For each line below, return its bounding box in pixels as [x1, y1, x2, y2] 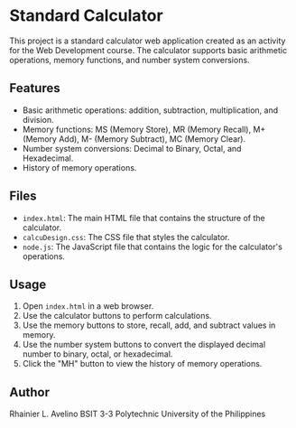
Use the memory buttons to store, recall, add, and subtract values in [22, 320, 276, 330]
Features [9, 80, 60, 96]
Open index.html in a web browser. [22, 301, 154, 312]
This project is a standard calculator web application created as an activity [9, 35, 286, 46]
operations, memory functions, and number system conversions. [9, 54, 250, 65]
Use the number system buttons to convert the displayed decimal [22, 340, 266, 350]
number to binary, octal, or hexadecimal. [22, 349, 173, 359]
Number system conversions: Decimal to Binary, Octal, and [22, 143, 242, 154]
